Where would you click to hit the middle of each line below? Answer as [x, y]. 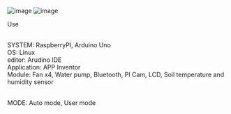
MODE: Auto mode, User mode [52, 103]
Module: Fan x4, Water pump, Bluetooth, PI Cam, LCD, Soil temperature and [116, 74]
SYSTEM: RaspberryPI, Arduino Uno [59, 45]
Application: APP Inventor [44, 67]
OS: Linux [21, 52]
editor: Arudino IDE [35, 60]
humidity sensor [30, 82]
